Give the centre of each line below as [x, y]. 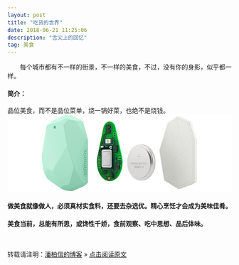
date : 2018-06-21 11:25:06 [47, 30]
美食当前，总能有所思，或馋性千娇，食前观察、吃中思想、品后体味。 [107, 223]
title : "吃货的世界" [35, 22]
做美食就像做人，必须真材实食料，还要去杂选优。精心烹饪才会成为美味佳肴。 [119, 206]
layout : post [27, 15]
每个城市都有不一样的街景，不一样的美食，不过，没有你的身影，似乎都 [122, 67]
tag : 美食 [21, 45]
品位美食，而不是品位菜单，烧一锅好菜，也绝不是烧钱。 [88, 111]
